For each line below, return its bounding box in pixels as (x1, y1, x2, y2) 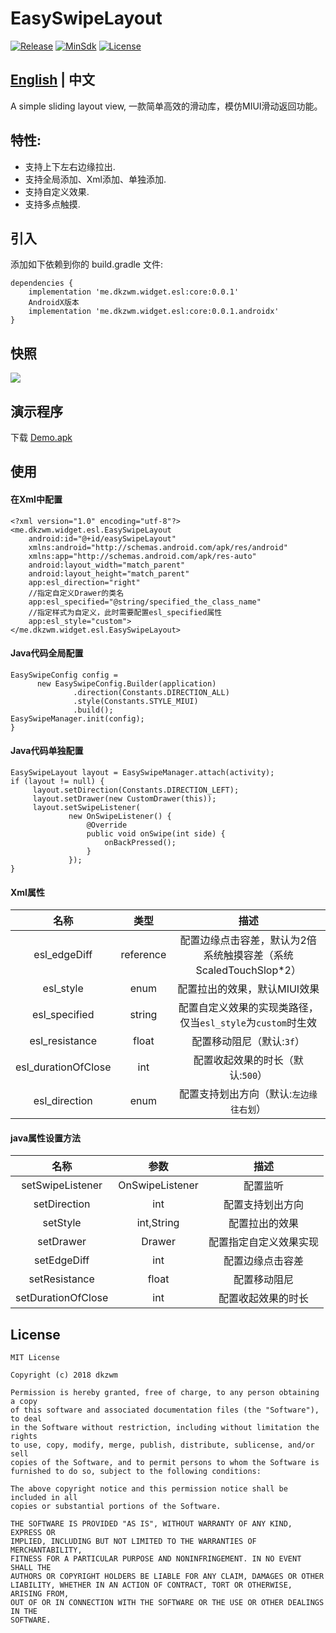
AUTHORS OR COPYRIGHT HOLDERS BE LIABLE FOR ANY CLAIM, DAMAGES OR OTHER (10, 1572, 325, 1582)
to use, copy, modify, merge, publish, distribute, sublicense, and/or (10, 1440, 315, 1451)
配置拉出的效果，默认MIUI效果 (177, 982, 320, 996)
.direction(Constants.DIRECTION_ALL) (73, 687, 230, 697)
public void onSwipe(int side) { (86, 829, 226, 839)
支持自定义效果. (24, 185, 90, 197)
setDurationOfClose (15, 1291, 109, 1305)
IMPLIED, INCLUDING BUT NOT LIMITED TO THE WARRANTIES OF (10, 1537, 257, 1547)
